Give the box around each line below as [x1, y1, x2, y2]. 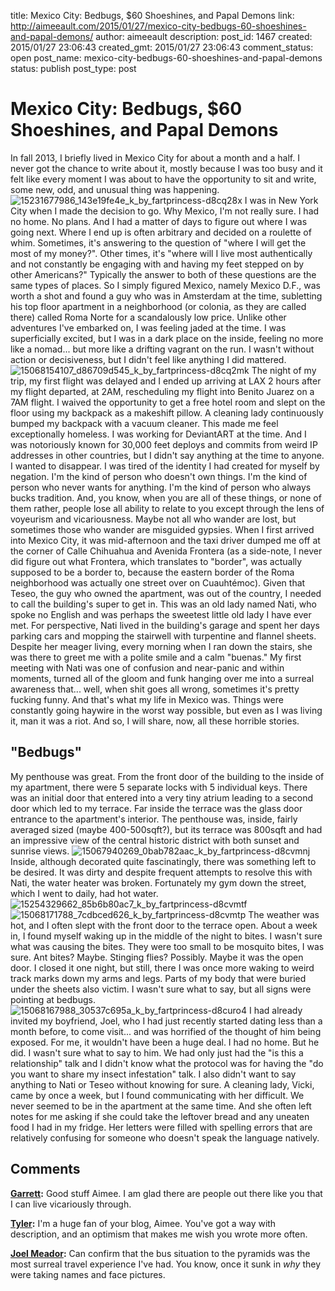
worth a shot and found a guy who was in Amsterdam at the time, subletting [10, 290, 323, 302]
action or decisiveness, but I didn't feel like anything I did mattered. [10, 353, 287, 365]
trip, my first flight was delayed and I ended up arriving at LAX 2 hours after [10, 375, 322, 387]
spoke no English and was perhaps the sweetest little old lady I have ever [10, 608, 312, 620]
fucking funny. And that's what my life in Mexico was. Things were [10, 693, 284, 705]
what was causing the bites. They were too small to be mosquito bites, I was [10, 940, 325, 952]
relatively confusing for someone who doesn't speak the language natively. [10, 1131, 320, 1144]
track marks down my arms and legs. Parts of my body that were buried [10, 972, 307, 984]
